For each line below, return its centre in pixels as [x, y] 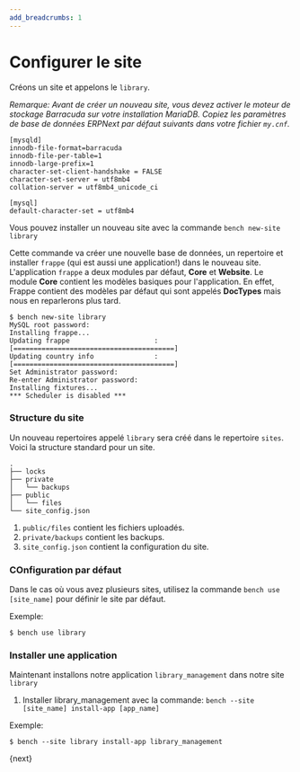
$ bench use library [48, 633]
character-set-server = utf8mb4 [70, 179]
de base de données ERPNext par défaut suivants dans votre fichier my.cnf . [150, 123]
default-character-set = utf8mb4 [72, 211]
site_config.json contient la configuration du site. [115, 546]
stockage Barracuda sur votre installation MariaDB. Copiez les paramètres [148, 114]
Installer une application [63, 655]
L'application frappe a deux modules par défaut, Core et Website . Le [137, 271]
